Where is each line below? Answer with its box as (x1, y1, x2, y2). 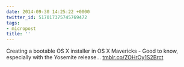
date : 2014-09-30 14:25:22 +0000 (6, 8, 90, 15)
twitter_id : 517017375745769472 (6, 14, 87, 20)
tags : (6, 20, 20, 26)
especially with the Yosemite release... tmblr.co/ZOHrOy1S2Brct (6, 54, 164, 61)
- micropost (6, 25, 36, 32)
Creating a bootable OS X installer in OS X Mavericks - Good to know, (6, 47, 179, 54)
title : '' (6, 31, 31, 37)
